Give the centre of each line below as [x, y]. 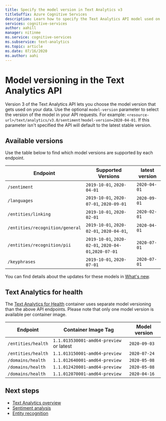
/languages [20, 201]
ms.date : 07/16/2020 [26, 51]
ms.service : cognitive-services [38, 38]
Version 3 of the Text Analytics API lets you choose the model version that [81, 104]
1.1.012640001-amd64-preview [87, 360]
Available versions [34, 141]
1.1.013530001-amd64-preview [87, 340]
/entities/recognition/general [44, 228]
